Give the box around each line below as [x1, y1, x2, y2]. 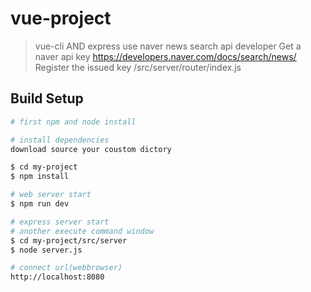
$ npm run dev [10, 199, 70, 209]
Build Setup [10, 90, 84, 107]
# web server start [10, 190, 92, 200]
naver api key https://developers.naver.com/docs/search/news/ [34, 50, 297, 62]
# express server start [10, 217, 110, 227]
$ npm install [10, 172, 70, 182]
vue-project [10, 7, 112, 30]
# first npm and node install [10, 117, 137, 127]
